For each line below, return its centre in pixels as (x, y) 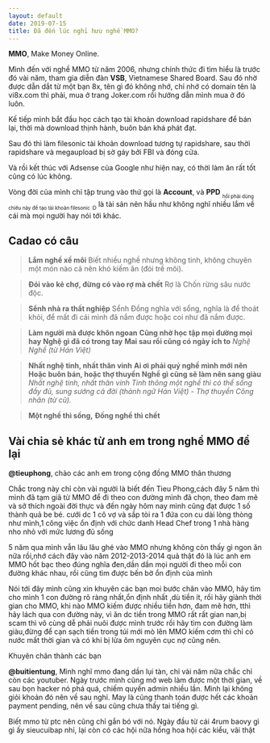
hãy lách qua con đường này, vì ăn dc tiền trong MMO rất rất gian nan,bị (128, 615)
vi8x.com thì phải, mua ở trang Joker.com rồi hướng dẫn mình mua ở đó (127, 95)
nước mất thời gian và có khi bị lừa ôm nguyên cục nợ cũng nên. (115, 640)
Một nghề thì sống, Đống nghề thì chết (94, 416)
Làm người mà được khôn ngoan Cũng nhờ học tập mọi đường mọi (140, 333)
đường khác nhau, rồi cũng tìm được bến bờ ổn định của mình (111, 573)
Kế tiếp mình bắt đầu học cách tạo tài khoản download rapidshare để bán (130, 120)
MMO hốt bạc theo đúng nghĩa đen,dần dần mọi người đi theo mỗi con (125, 565)
